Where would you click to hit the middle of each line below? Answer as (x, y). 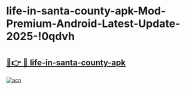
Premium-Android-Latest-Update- (93, 24)
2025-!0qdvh (40, 36)
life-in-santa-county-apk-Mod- (86, 11)
